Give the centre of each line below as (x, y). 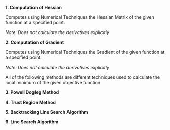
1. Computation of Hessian (34, 7)
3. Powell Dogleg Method (32, 92)
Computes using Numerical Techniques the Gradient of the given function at (85, 52)
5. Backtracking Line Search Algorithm (47, 112)
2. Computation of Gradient (35, 42)
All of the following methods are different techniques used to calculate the (83, 77)
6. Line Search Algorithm (32, 122)
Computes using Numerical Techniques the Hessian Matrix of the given (80, 17)
